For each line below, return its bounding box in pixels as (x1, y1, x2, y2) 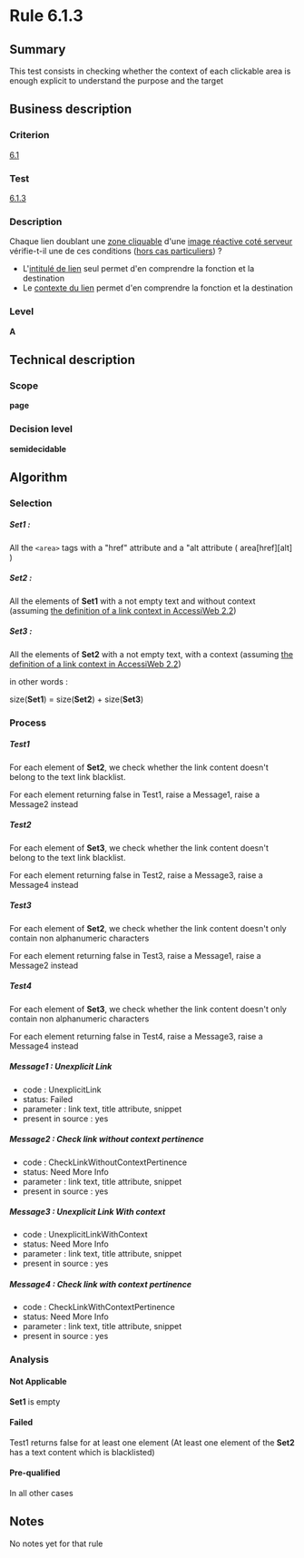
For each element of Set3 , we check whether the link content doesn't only (9, 1003, 288, 1014)
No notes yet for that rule (9, 1538, 103, 1549)
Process (9, 716, 47, 729)
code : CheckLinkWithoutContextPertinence (22, 1157, 188, 1168)
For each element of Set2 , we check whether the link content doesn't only (9, 922, 288, 933)
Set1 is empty (9, 1395, 61, 1407)
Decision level (9, 423, 73, 436)
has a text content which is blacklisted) (9, 1446, 156, 1457)
